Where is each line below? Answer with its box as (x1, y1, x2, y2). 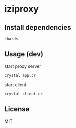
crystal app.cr (4, 73, 36, 78)
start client (4, 81, 27, 88)
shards (4, 36, 18, 41)
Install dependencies (4, 23, 71, 32)
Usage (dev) (4, 50, 43, 58)
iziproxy (4, 3, 39, 15)
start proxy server (4, 63, 42, 69)
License (4, 105, 30, 113)
